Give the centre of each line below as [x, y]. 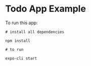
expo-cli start [21, 58]
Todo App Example [45, 9]
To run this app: [21, 23]
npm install [18, 41]
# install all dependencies [35, 32]
